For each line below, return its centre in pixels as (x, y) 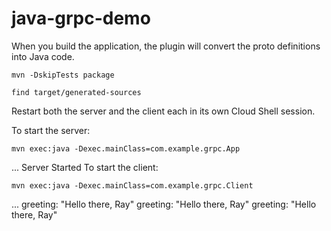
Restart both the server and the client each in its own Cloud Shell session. (163, 111)
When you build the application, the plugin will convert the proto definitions (166, 46)
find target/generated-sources (76, 92)
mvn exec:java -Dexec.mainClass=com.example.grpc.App (126, 148)
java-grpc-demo (81, 18)
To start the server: (51, 130)
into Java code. (43, 56)
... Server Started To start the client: (85, 167)
